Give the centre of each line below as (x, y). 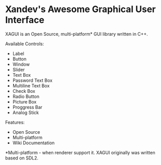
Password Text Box (32, 80)
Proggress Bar (27, 107)
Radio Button (26, 96)
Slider (19, 70)
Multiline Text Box (31, 86)
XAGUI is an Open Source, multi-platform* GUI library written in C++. (77, 34)
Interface (25, 20)
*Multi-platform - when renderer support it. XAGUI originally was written (80, 152)
